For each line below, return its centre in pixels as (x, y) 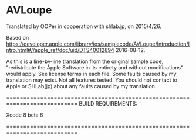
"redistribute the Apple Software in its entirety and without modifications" (95, 67)
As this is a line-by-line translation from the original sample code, (85, 61)
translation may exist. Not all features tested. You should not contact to (92, 80)
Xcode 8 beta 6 (25, 115)
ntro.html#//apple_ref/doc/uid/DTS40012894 (60, 50)
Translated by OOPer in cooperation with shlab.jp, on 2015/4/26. (84, 26)
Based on (18, 37)
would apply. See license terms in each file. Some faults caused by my (91, 73)
